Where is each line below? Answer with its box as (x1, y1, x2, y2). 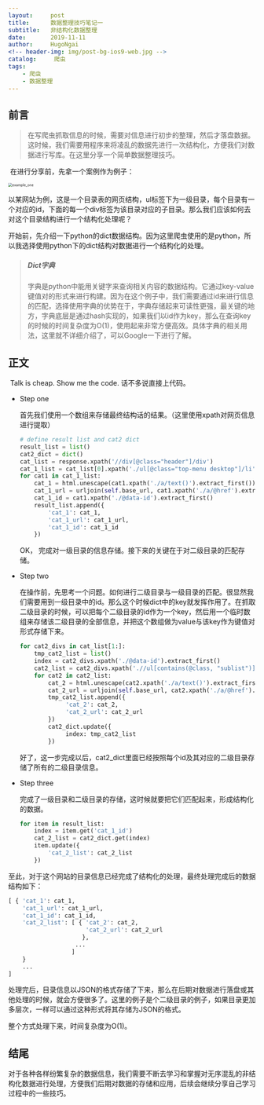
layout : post (8, 11, 65, 20)
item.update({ (34, 842, 80, 850)
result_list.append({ (34, 501, 104, 509)
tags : (8, 63, 26, 71)
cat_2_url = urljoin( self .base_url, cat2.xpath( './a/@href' (48, 686, 249, 694)
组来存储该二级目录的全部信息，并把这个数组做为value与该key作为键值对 (19, 617, 255, 627)
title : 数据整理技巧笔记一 (8, 19, 104, 27)
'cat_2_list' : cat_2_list (48, 849, 133, 857)
